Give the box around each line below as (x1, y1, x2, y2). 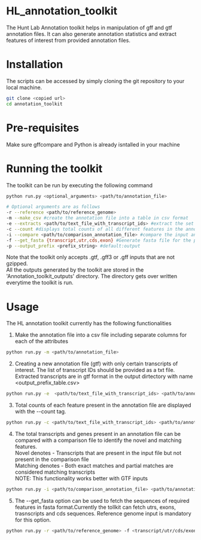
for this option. (14, 516, 51, 523)
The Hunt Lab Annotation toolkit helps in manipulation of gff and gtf (6, 24, 172, 31)
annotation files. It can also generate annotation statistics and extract (6, 30, 177, 37)
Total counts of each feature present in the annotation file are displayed (14, 402, 191, 409)
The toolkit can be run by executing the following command (6, 181, 153, 189)
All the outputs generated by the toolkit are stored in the (6, 266, 144, 273)
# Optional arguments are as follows (6, 204, 100, 210)
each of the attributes (14, 338, 69, 345)
